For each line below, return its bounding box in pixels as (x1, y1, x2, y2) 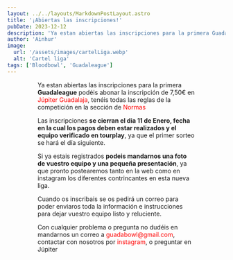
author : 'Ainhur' (7, 36, 58, 43)
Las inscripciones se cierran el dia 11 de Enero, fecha (37, 116, 191, 125)
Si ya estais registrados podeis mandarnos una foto (37, 152, 187, 160)
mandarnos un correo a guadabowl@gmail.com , (37, 230, 175, 239)
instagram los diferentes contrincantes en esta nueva (37, 174, 189, 182)
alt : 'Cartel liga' (13, 55, 70, 62)
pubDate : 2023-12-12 (7, 23, 67, 30)
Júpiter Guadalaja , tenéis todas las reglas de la (37, 95, 171, 104)
